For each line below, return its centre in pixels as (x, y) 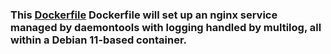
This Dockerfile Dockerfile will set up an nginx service (144, 15)
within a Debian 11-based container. (98, 40)
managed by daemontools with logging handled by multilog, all (166, 27)
